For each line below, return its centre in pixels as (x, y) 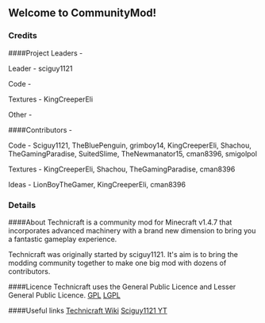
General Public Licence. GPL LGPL (64, 295)
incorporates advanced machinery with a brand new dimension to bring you (132, 230)
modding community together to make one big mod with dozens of (117, 263)
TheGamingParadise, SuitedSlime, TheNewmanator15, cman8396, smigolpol (133, 153)
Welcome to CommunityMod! (83, 13)
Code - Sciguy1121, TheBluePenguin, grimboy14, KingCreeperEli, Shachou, (130, 145)
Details (22, 205)
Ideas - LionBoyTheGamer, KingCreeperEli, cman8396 (97, 184)
